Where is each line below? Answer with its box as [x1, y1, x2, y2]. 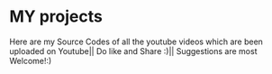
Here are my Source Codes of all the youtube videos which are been [9, 36, 264, 47]
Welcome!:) [9, 55, 52, 66]
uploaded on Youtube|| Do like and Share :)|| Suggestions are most [9, 45, 258, 56]
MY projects [9, 6, 104, 27]
